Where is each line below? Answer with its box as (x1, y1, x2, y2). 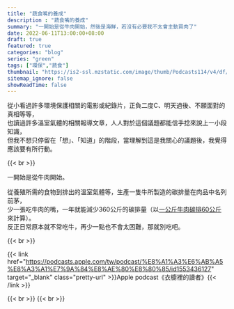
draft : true (7, 36, 42, 43)
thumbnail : (7, 68, 39, 75)
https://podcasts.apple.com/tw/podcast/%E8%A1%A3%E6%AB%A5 (25, 257, 224, 266)
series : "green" (7, 56, 54, 63)
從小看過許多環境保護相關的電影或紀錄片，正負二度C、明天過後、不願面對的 (7, 102, 226, 110)
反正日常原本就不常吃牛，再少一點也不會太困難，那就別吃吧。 (7, 223, 185, 231)
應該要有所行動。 (7, 145, 56, 153)
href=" (7, 257, 26, 266)
